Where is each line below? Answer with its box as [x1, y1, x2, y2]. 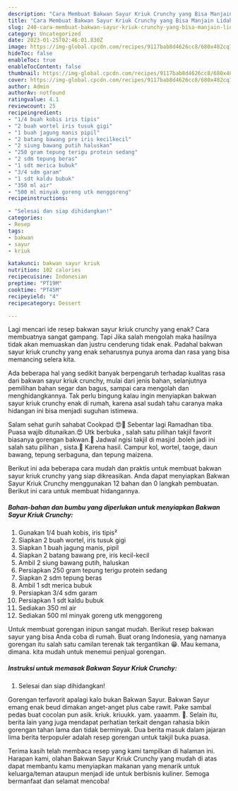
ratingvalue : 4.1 [8, 96, 59, 103]
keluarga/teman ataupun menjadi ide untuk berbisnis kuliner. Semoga [8, 770, 210, 778]
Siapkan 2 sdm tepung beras [18, 573, 102, 582]
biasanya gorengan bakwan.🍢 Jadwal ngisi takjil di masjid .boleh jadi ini [8, 435, 215, 444]
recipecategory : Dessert [8, 299, 81, 307]
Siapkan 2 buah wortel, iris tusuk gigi [18, 536, 126, 544]
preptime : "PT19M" [8, 280, 62, 287]
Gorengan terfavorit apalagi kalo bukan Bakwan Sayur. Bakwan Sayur [8, 695, 210, 704]
